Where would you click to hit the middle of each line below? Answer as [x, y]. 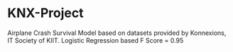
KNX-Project [45, 13]
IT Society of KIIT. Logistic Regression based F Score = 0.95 [96, 40]
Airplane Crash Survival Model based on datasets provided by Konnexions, [117, 33]
